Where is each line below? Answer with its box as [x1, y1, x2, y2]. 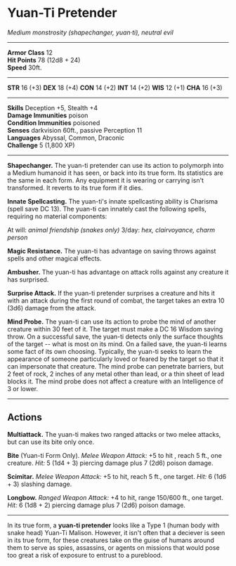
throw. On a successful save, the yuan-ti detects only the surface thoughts [7, 332, 223, 341]
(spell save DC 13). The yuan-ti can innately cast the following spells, [7, 204, 207, 213]
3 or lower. [7, 384, 39, 393]
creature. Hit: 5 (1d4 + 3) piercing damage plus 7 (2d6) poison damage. [7, 459, 214, 467]
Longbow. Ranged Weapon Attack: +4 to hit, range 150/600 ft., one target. [7, 493, 223, 501]
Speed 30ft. [7, 63, 42, 72]
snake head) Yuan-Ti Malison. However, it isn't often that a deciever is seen [7, 528, 225, 537]
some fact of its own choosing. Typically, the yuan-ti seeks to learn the [7, 347, 213, 355]
